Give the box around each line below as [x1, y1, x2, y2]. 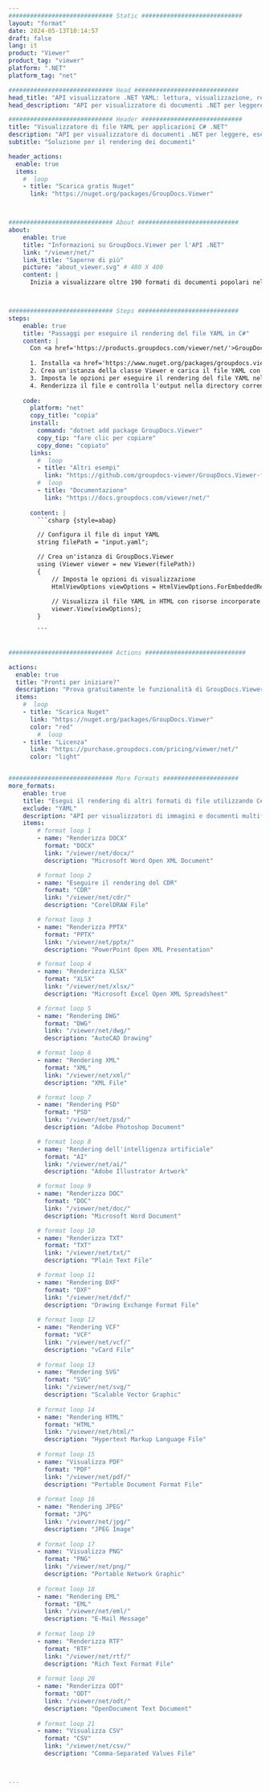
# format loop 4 [37, 960, 92, 968]
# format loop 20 [37, 1674, 95, 1683]
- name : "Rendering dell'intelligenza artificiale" [37, 1145, 215, 1153]
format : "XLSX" [43, 975, 95, 984]
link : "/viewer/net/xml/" [43, 1071, 131, 1079]
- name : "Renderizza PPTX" [37, 922, 128, 931]
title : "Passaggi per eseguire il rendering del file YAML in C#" [22, 329, 250, 338]
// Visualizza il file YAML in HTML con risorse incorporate [51, 598, 261, 606]
